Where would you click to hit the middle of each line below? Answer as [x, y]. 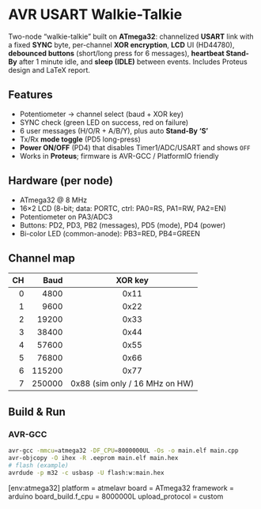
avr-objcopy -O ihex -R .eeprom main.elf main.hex [93, 458]
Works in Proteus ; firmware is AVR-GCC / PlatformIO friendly [119, 156]
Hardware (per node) [61, 181]
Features [30, 95]
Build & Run [37, 411]
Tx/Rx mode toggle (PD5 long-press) [80, 139]
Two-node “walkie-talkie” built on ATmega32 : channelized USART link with [131, 36]
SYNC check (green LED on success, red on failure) [104, 122]
